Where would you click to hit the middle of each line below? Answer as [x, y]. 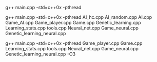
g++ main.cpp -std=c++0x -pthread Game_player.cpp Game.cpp [74, 43]
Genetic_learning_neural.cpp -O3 [41, 54]
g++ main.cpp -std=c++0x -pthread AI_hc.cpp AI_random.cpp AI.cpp [79, 17]
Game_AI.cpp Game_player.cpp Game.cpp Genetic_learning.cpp [73, 23]
